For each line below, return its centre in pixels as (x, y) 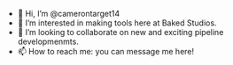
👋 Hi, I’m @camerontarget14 (69, 14)
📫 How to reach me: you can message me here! (106, 51)
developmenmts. (48, 41)
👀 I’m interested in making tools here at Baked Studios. (117, 23)
